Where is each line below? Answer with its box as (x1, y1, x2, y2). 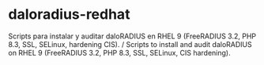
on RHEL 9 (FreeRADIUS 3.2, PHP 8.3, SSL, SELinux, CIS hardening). (8, 48, 231, 57)
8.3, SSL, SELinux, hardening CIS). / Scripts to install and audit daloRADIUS (8, 39, 253, 49)
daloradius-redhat (8, 5, 130, 23)
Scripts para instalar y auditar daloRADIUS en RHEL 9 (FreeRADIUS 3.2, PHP (8, 31, 257, 41)
